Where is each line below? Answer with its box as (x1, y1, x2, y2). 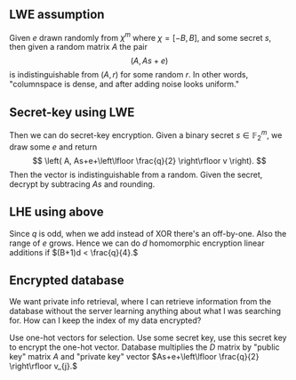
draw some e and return (9, 141, 98, 152)
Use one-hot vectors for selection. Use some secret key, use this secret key (9, 333, 287, 344)
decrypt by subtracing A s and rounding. (9, 178, 156, 190)
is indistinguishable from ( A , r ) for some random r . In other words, (9, 69, 249, 80)
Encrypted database (9, 272, 124, 287)
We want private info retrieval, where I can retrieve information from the (9, 296, 272, 307)
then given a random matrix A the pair (9, 42, 148, 53)
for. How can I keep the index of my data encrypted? (9, 315, 202, 326)
